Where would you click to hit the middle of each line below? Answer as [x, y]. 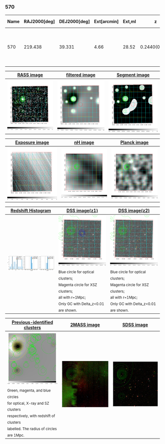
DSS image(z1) [82, 211]
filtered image [81, 75]
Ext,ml [129, 22]
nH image [84, 142]
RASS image [30, 75]
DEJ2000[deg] [74, 22]
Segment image [133, 75]
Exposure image [32, 142]
